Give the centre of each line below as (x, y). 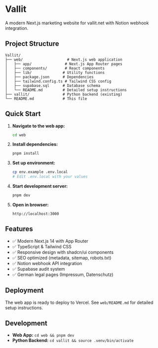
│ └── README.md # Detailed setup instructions (66, 90)
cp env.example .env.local (40, 172)
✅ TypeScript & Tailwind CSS (42, 246)
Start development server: (40, 186)
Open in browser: (30, 205)
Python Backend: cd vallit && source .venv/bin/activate (73, 341)
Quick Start (23, 114)
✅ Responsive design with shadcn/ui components (63, 252)
